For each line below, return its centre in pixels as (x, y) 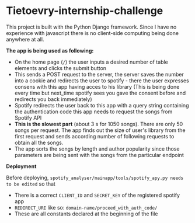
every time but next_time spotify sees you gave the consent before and (100, 93)
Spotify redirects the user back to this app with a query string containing (102, 105)
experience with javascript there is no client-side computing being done (93, 33)
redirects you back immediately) (53, 99)
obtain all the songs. (39, 142)
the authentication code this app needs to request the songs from (93, 111)
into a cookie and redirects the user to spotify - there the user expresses (102, 81)
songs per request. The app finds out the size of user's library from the (100, 130)
